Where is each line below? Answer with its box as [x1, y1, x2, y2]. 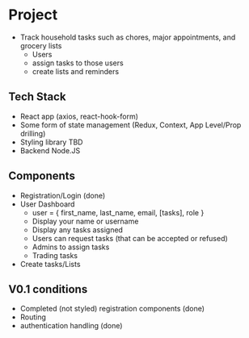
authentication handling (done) [19, 321, 123, 331]
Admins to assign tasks [32, 242, 110, 252]
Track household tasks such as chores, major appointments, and [19, 32, 236, 42]
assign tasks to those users [32, 58, 124, 68]
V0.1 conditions [8, 282, 88, 296]
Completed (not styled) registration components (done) [19, 304, 205, 314]
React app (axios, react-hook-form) [19, 111, 139, 121]
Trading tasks [32, 250, 78, 260]
